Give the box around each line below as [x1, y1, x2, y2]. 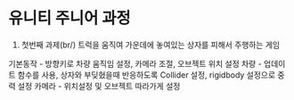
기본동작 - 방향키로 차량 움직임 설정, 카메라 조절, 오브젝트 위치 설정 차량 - [8, 58, 262, 69]
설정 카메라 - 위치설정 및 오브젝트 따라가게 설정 [17, 80, 181, 91]
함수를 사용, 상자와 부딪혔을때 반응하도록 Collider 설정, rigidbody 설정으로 [17, 69, 276, 80]
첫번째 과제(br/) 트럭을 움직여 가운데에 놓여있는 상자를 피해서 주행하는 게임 [20, 39, 281, 50]
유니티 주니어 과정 [8, 8, 131, 29]
